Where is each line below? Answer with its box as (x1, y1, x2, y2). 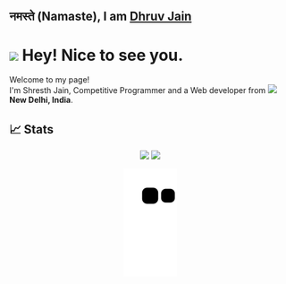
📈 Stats (9, 122, 55, 137)
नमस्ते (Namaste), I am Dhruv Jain (9, 9, 192, 24)
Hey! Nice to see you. (21, 45, 184, 65)
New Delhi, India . (9, 95, 73, 106)
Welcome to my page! (9, 74, 90, 85)
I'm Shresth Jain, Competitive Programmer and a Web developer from (9, 85, 266, 96)
